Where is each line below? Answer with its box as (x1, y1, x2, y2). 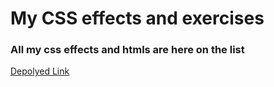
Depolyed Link (10, 65, 70, 77)
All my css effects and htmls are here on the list (10, 43, 245, 57)
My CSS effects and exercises (10, 7, 265, 30)
